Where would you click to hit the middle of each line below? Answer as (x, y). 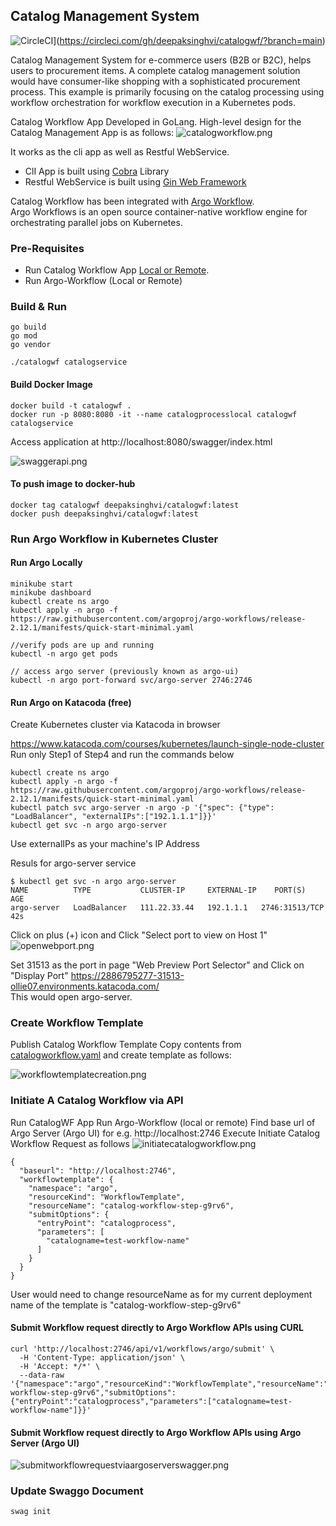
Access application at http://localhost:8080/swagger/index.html (141, 441)
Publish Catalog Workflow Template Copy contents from (126, 1045)
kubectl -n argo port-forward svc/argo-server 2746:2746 (131, 680)
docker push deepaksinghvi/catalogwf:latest (104, 514)
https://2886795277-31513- (127, 976)
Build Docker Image (51, 384)
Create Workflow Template (77, 1023)
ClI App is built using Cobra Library (97, 171)
